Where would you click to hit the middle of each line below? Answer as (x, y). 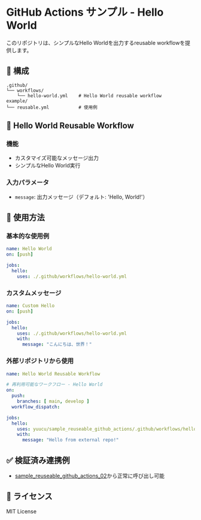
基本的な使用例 (28, 236)
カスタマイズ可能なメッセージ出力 (57, 158)
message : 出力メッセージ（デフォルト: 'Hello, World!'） (81, 197)
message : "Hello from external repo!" (70, 440)
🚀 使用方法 (25, 217)
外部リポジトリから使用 (40, 361)
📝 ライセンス (29, 496)
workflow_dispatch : (36, 407)
